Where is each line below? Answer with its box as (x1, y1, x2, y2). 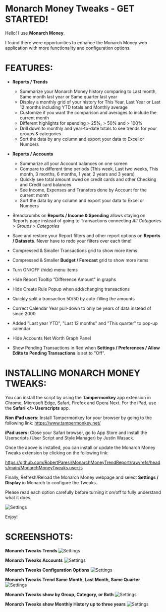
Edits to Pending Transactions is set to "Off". (12, 350, 106, 356)
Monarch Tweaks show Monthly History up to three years (5, 601, 126, 607)
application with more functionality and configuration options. (5, 45, 131, 51)
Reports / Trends (12, 79, 48, 85)
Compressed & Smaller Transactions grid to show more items (12, 247, 138, 254)
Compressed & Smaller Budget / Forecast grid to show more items (12, 257, 149, 263)
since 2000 (12, 310, 36, 316)
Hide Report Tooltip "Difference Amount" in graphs (12, 276, 116, 282)
